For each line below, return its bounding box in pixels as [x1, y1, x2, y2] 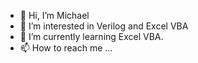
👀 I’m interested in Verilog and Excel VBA [19, 20, 189, 32]
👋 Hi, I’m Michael [19, 10, 90, 21]
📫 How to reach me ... [19, 42, 113, 54]
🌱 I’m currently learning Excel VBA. [19, 31, 164, 42]
